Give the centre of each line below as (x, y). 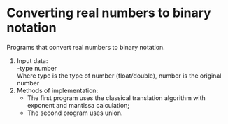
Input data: (32, 60)
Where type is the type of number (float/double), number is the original (119, 76)
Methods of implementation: (57, 90)
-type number (37, 68)
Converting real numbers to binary (109, 13)
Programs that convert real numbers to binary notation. (86, 47)
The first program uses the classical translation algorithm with (116, 98)
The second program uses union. (75, 113)
